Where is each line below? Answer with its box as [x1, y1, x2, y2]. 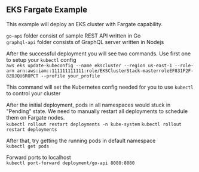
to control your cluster [6, 89, 61, 97]
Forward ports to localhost [6, 154, 72, 161]
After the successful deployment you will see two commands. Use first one [6, 50, 191, 57]
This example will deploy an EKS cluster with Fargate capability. [6, 20, 163, 27]
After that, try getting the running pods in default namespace [6, 137, 156, 144]
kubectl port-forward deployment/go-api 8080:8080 [6, 160, 135, 166]
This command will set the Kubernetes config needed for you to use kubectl [6, 83, 194, 90]
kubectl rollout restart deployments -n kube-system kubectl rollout [6, 121, 182, 127]
